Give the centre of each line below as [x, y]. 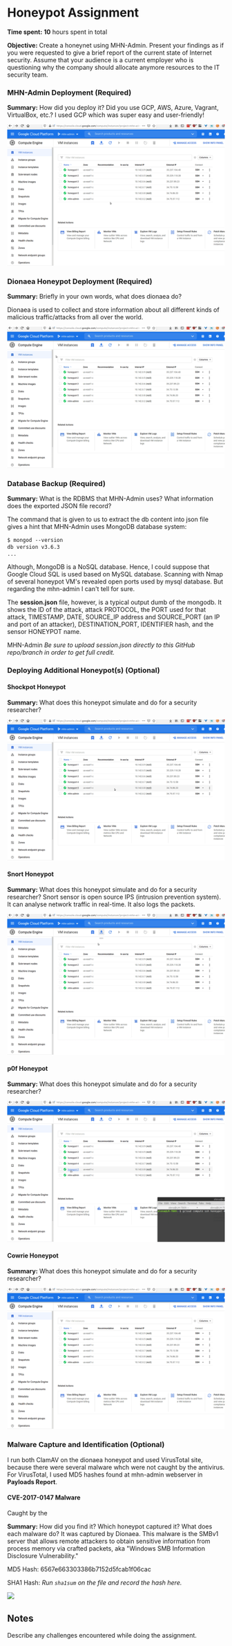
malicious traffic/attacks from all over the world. [75, 317]
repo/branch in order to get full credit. [61, 653]
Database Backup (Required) [56, 484]
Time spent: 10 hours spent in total [57, 32]
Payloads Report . [32, 1481]
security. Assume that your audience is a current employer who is [100, 59]
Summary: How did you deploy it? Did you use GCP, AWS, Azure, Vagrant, [113, 108]
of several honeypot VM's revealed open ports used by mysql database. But [115, 581]
